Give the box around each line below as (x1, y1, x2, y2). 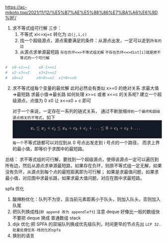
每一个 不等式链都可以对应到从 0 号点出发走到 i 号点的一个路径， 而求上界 (12, 139, 160, 145)
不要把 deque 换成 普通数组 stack (12, 215, 81, 221)
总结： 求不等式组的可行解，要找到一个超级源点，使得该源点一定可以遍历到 (5, 156, 159, 162)
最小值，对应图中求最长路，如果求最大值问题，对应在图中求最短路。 (5, 175, 145, 181)
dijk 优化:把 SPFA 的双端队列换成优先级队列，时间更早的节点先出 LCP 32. (12, 221, 162, 227)
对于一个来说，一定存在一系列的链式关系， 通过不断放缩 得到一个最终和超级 (12, 108, 161, 114)
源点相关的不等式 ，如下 (12, 114, 56, 120)
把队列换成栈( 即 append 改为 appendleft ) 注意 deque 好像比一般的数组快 (12, 209, 160, 215)
